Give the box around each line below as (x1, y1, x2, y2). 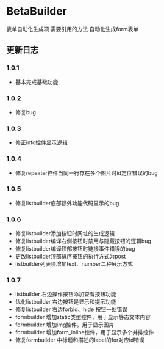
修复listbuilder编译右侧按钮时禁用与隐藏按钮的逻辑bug (15, 237, 151, 245)
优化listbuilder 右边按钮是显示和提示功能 (15, 298, 117, 306)
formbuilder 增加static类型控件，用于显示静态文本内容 (15, 314, 151, 321)
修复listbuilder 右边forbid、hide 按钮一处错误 (15, 306, 128, 313)
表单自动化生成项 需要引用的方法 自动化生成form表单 (6, 25, 139, 32)
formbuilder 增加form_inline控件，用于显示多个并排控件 (15, 329, 154, 336)
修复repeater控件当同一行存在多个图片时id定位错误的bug (15, 169, 159, 177)
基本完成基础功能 (15, 78, 59, 86)
